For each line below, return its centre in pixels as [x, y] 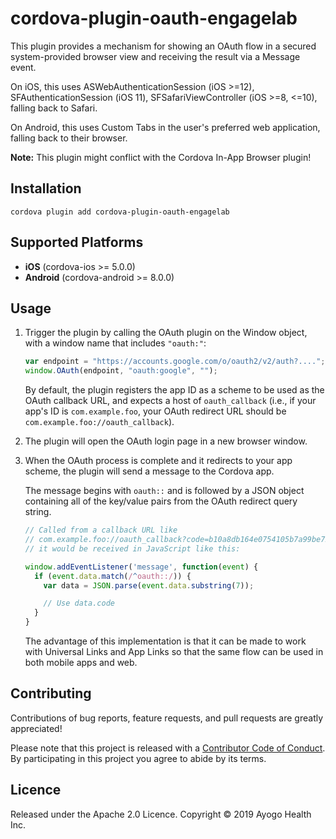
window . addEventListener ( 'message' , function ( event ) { [141, 567]
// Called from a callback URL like [101, 530]
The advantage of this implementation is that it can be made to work [165, 641]
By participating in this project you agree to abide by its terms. [138, 758]
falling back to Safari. [54, 108]
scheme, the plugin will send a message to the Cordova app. [149, 471]
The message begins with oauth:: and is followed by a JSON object [164, 491]
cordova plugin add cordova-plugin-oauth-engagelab [120, 212]
